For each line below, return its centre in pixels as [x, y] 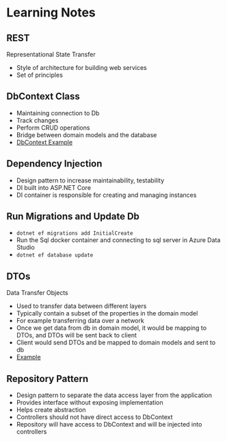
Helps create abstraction [51, 410]
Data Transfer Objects [38, 293]
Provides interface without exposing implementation [90, 403]
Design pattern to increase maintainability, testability [90, 180]
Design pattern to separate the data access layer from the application [114, 395]
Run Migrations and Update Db [73, 216]
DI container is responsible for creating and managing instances [106, 195]
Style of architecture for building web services [82, 68]
